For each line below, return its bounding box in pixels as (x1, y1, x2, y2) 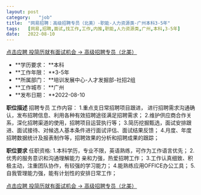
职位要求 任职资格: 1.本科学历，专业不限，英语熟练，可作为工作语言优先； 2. (6, 147, 195, 154)
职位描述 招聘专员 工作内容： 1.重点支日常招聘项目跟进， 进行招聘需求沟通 (6, 104, 190, 111)
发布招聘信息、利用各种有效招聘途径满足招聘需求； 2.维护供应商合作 (16, 112, 187, 119)
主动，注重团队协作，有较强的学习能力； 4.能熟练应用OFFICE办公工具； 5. (11, 162, 196, 169)
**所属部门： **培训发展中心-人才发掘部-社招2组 (14, 76, 136, 84)
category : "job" (6, 14, 52, 20)
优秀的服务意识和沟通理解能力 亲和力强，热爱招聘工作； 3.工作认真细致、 (6, 155, 188, 162)
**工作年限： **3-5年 (14, 69, 70, 76)
